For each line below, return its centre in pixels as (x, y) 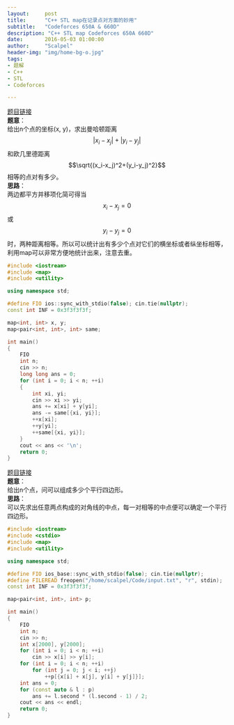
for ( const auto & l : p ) (57, 689)
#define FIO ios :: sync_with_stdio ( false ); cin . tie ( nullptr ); (98, 304)
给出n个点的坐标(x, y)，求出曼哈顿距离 (62, 129)
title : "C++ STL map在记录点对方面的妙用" (72, 20)
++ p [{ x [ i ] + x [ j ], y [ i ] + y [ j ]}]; (94, 676)
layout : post (32, 14)
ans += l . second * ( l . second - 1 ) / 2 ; (90, 696)
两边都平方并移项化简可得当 (47, 194)
